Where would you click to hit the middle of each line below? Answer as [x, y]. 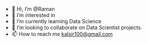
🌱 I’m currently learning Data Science [56, 21]
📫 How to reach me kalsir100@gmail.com [62, 34]
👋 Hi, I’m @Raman [33, 9]
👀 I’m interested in [33, 15]
